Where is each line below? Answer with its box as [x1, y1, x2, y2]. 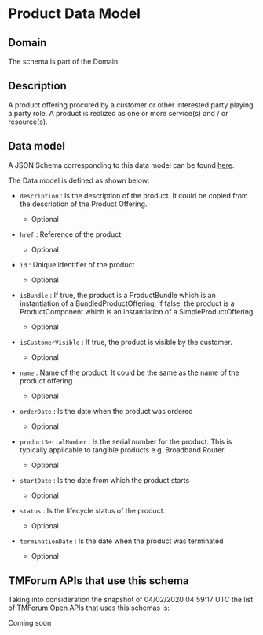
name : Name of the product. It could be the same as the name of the [19, 368, 239, 377]
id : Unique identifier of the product [19, 259, 135, 269]
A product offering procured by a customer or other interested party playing [8, 100, 254, 110]
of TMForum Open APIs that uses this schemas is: [8, 603, 170, 612]
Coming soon [8, 619, 52, 628]
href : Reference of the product [19, 229, 122, 239]
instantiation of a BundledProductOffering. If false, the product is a [19, 299, 235, 308]
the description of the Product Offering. [19, 199, 148, 209]
